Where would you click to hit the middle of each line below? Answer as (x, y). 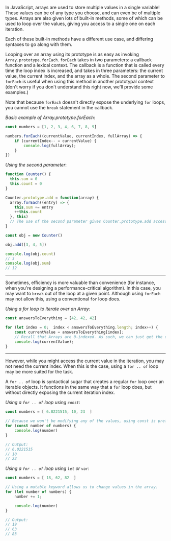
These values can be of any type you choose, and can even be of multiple (83, 13)
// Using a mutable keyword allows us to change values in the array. (82, 487)
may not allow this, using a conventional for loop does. (63, 299)
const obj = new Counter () (34, 235)
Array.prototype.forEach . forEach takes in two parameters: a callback (79, 60)
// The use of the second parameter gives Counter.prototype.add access (89, 222)
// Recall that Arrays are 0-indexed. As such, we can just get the (89, 337)
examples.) (17, 92)
